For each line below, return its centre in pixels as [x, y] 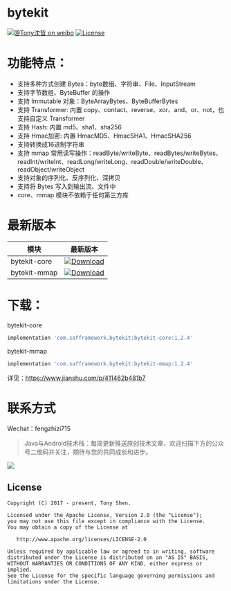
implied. [20, 570]
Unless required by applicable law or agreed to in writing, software [111, 552]
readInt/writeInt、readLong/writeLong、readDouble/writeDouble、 [112, 161]
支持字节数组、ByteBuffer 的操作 [64, 92]
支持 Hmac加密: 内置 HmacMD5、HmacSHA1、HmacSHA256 [104, 136]
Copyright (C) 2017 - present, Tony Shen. [69, 503]
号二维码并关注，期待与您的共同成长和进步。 [88, 452]
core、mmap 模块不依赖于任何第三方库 [73, 194]
